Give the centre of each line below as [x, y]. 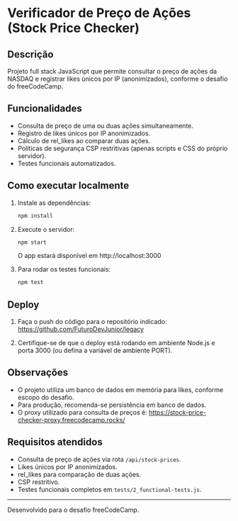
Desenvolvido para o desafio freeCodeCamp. [73, 510]
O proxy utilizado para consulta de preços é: [82, 412]
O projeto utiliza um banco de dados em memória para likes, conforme [120, 390]
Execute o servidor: [46, 229]
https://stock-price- [177, 412]
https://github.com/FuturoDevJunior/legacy [80, 329]
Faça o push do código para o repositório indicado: [92, 322]
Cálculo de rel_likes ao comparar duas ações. [84, 140]
